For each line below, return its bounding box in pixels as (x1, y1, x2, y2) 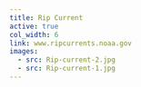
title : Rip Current (9, 13, 84, 23)
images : (9, 47, 39, 56)
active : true (9, 22, 59, 31)
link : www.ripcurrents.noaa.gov (9, 38, 132, 48)
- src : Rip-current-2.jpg (17, 55, 116, 64)
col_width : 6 (9, 30, 59, 39)
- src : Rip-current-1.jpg (17, 64, 116, 73)
